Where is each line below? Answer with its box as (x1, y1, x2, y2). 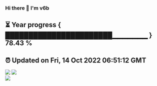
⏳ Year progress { (5, 21, 61, 29)
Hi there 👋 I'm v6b (5, 5, 49, 12)
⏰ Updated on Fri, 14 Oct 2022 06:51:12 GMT (5, 56, 146, 64)
